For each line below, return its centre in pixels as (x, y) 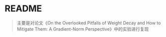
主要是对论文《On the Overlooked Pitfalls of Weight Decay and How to (89, 23)
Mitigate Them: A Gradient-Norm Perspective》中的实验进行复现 (83, 29)
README (23, 9)
